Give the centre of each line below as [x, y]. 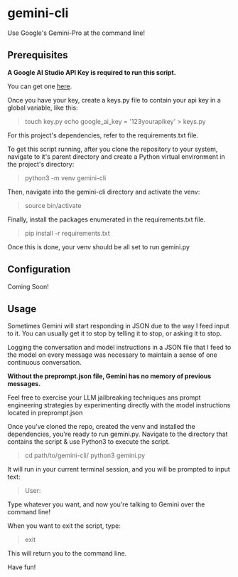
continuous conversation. [44, 363]
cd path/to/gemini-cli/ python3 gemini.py [85, 456]
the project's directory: [41, 164]
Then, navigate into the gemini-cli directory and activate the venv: [104, 192]
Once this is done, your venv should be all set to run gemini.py [99, 246]
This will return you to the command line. [67, 553]
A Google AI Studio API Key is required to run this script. [92, 72]
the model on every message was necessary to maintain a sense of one [113, 355]
